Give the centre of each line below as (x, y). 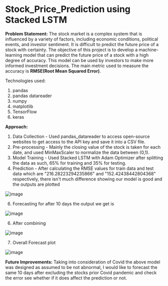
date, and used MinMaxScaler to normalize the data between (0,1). (81, 152)
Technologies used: (26, 81)
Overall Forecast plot (34, 242)
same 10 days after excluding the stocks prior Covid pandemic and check (81, 272)
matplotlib (23, 106)
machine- (149, 50)
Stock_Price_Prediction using (68, 9)
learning (14, 55)
